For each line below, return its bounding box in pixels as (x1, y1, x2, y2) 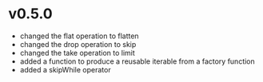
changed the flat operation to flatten (19, 31, 139, 41)
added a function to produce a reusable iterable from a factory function (19, 57, 256, 66)
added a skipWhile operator (19, 64, 111, 74)
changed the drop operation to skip (19, 39, 137, 49)
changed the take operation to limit (19, 48, 136, 57)
